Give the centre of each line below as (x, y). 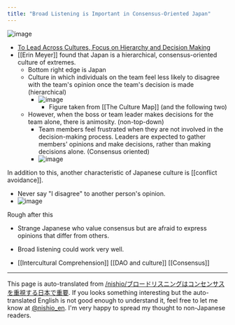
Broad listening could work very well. (71, 249)
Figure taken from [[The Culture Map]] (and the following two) (138, 106)
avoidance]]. (25, 180)
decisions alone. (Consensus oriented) (94, 151)
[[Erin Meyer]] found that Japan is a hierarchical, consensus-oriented (117, 55)
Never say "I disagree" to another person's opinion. (91, 193)
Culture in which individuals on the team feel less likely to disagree (124, 77)
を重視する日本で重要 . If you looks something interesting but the (100, 292)
